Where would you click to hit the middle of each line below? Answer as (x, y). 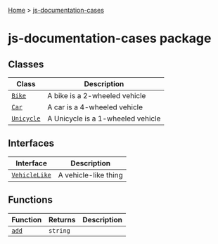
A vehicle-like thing (91, 175)
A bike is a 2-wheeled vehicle (97, 96)
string (60, 230)
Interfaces (31, 143)
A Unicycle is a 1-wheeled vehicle (104, 118)
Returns (62, 219)
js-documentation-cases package (110, 39)
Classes (26, 64)
